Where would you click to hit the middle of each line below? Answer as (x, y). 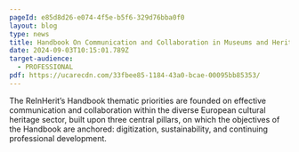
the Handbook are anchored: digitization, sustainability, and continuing (139, 129)
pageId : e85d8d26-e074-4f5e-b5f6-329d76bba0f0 (97, 17)
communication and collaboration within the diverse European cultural (137, 110)
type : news (29, 34)
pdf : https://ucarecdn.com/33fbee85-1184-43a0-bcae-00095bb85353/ (135, 76)
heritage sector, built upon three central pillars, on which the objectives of (145, 119)
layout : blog (33, 26)
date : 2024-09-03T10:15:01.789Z (69, 51)
